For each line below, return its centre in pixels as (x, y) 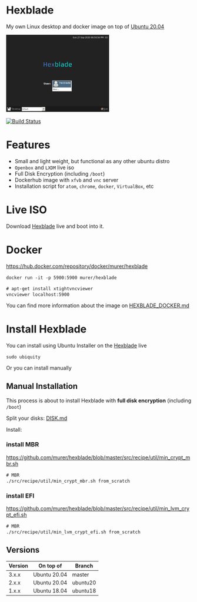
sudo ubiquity (24, 357)
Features (28, 145)
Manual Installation (42, 386)
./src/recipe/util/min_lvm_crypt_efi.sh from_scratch (74, 532)
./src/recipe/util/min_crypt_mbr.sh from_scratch (68, 481)
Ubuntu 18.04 (50, 591)
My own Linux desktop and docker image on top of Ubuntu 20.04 (85, 26)
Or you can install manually (39, 368)
